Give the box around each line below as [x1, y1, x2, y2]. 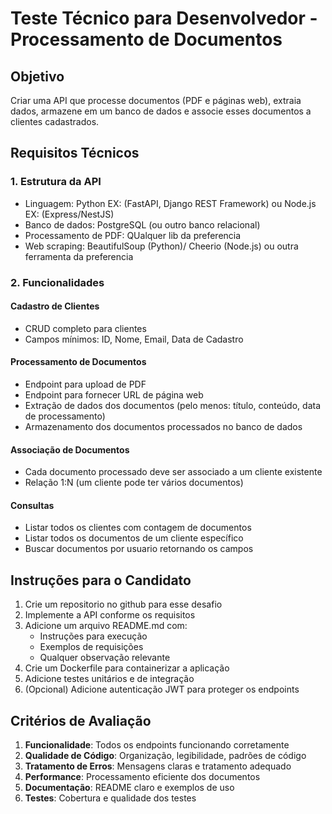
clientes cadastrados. [10, 116, 100, 127]
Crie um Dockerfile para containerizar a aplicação [24, 662, 230, 674]
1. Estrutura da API [10, 175, 102, 189]
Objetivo [10, 68, 65, 85]
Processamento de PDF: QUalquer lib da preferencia [24, 229, 242, 241]
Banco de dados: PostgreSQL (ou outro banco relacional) [24, 218, 261, 231]
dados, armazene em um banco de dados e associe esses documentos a [10, 105, 312, 117]
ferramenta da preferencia [24, 250, 134, 262]
